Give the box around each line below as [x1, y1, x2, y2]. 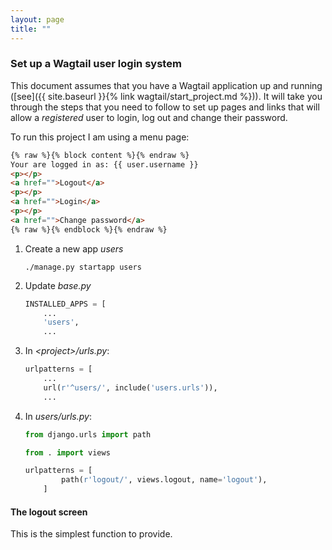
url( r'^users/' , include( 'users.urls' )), [43, 382, 218, 393]
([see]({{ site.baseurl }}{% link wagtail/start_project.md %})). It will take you [10, 90, 323, 102]
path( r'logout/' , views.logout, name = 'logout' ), [61, 475, 268, 485]
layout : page [10, 14, 65, 25]
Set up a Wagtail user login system [10, 57, 182, 71]
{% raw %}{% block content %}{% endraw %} [10, 150, 190, 160]
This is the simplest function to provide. [10, 528, 173, 540]
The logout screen [10, 506, 88, 518]
